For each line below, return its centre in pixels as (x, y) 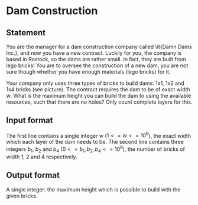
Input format (30, 120)
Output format (33, 175)
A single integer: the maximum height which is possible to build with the (93, 189)
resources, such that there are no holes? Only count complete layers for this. (99, 102)
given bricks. (22, 196)
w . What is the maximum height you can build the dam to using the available (99, 96)
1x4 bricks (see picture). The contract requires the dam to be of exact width (98, 89)
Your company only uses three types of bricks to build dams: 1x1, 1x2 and (95, 83)
